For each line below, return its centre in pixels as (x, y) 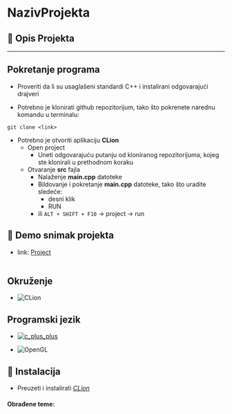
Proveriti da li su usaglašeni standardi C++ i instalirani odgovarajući (113, 86)
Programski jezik (44, 319)
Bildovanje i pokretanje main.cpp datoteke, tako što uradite (122, 184)
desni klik (62, 199)
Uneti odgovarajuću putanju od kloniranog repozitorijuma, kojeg (128, 154)
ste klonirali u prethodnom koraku (85, 162)
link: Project (34, 252)
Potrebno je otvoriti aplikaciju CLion (68, 140)
